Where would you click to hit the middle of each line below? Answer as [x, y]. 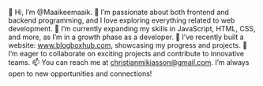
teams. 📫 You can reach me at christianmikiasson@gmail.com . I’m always [129, 62]
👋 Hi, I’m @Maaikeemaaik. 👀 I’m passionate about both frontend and [118, 12]
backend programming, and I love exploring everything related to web [122, 20]
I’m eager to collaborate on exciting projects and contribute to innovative [126, 54]
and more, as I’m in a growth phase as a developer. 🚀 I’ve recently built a [126, 37]
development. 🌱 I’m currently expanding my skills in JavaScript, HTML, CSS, [132, 29]
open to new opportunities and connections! [80, 73]
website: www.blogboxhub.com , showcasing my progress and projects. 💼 [128, 45]
